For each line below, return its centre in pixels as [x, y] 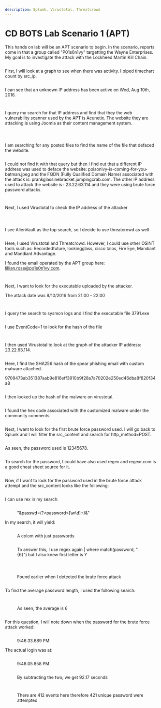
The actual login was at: [29, 650]
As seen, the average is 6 [42, 608]
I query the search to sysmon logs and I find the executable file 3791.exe [77, 313]
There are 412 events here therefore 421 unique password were [80, 695]
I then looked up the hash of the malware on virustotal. [59, 397]
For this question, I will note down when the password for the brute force [77, 622]
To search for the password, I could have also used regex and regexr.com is [80, 461]
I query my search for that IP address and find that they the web [69, 112]
